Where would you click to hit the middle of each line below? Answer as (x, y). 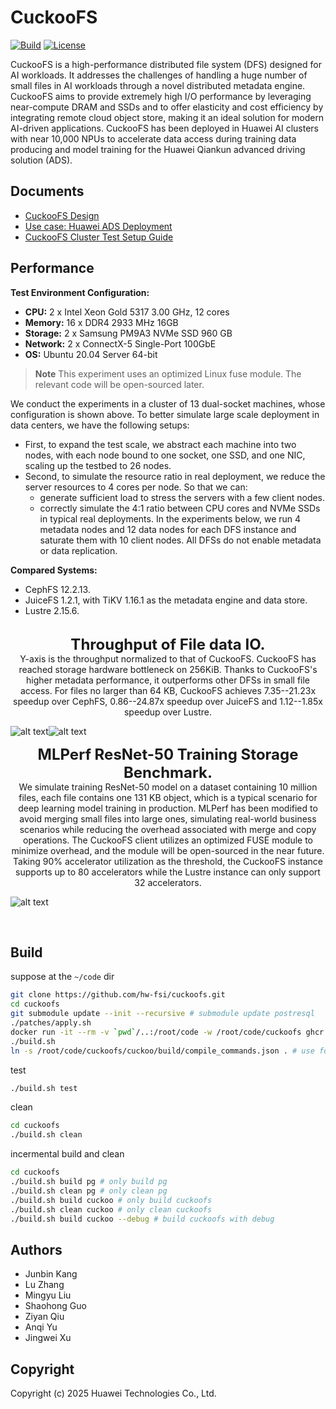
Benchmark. (168, 772)
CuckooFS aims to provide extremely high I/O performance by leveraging (161, 96)
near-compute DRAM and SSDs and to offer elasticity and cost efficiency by (167, 107)
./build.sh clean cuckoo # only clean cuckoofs (111, 1209)
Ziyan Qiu (44, 1317)
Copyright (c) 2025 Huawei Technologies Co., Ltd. (113, 1393)
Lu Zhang (44, 1285)
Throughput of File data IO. (168, 644)
